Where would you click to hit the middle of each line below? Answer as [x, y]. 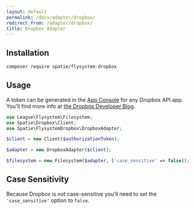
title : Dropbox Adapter [36, 28]
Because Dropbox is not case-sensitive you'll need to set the [82, 194]
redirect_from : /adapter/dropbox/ [50, 23]
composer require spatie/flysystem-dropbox [62, 67]
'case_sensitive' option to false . [48, 200]
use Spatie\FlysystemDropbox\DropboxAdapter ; [64, 128]
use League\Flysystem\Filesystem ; [50, 117]
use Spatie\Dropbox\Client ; [42, 123]
